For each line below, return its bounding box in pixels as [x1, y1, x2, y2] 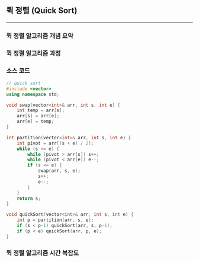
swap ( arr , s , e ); [37, 168, 81, 174]
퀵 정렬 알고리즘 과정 [6, 49, 61, 57]
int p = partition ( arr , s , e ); [17, 217, 94, 223]
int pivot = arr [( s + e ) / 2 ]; [17, 140, 94, 146]
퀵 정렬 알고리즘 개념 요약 [6, 31, 74, 40]
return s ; [17, 195, 41, 202]
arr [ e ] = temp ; [17, 119, 54, 124]
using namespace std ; [6, 91, 60, 97]
